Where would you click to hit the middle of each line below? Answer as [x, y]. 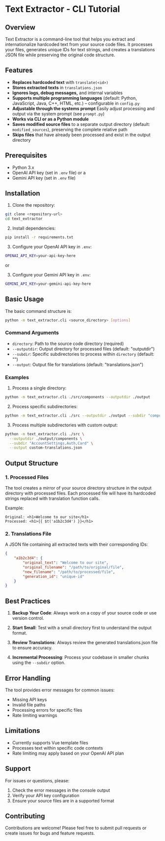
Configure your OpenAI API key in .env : [52, 247]
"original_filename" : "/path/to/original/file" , [73, 567]
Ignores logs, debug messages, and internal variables [67, 93]
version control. [28, 618]
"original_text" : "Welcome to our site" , [66, 563]
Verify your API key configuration [46, 795]
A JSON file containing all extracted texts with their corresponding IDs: [77, 544]
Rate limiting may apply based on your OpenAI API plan [68, 753]
